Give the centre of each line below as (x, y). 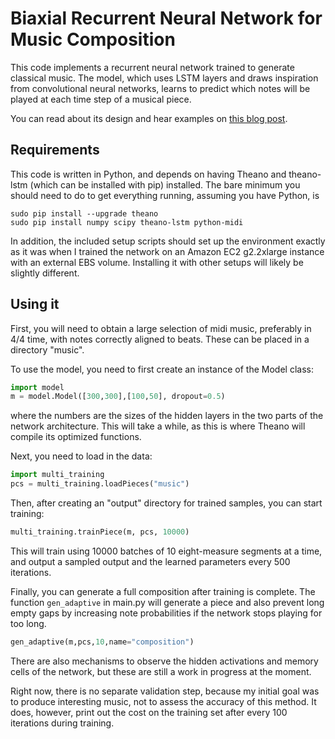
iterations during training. (62, 723)
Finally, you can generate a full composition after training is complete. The (163, 591)
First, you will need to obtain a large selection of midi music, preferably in (161, 328)
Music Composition (93, 39)
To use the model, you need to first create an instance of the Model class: (162, 369)
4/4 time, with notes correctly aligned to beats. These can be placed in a (160, 339)
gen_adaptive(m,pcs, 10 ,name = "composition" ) (102, 642)
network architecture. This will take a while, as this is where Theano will (158, 426)
